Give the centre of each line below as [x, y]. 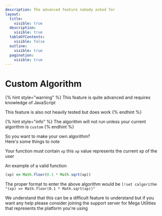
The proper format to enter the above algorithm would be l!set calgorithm [81, 184]
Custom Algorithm [43, 84]
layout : [13, 14]
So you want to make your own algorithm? [48, 136]
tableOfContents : [27, 37]
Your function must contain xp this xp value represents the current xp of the [81, 151]
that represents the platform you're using [47, 208]
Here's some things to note [32, 142]
